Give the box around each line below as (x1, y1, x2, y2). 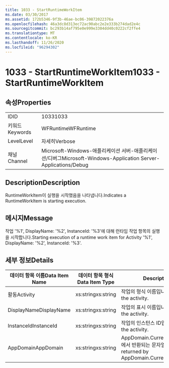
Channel (8, 157, 28, 164)
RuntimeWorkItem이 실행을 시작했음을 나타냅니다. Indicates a (5, 192, 127, 199)
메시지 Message (5, 214, 53, 222)
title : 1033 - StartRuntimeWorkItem (5, 7, 82, 13)
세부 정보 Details (5, 256, 54, 264)
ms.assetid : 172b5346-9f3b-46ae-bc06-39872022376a (5, 17, 114, 22)
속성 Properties (5, 99, 51, 107)
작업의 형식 (121, 288, 146, 295)
